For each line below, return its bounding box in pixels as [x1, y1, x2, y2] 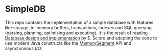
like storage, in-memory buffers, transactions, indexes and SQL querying [5, 24, 152, 30]
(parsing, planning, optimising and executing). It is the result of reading [5, 30, 148, 36]
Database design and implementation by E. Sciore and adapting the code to [5, 35, 158, 41]
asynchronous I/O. [5, 45, 43, 51]
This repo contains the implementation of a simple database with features [5, 19, 154, 25]
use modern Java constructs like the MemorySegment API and [5, 40, 132, 46]
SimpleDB [5, 3, 46, 15]
